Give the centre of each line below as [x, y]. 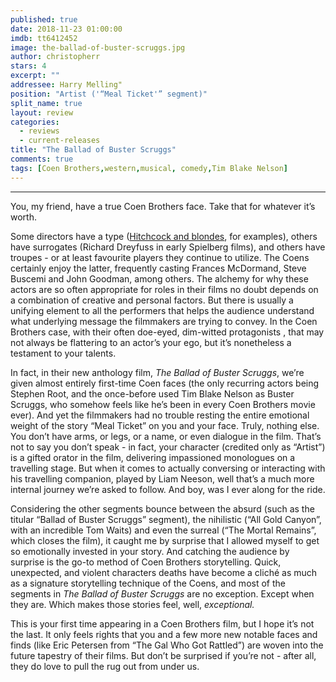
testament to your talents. [63, 353]
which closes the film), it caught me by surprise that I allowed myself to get [165, 540]
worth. [23, 217]
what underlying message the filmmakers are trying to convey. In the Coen [164, 321]
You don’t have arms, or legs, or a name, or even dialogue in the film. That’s [166, 436]
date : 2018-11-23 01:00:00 [66, 29]
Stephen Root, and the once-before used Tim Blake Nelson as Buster [152, 393]
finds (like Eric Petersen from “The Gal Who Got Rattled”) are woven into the [167, 645]
